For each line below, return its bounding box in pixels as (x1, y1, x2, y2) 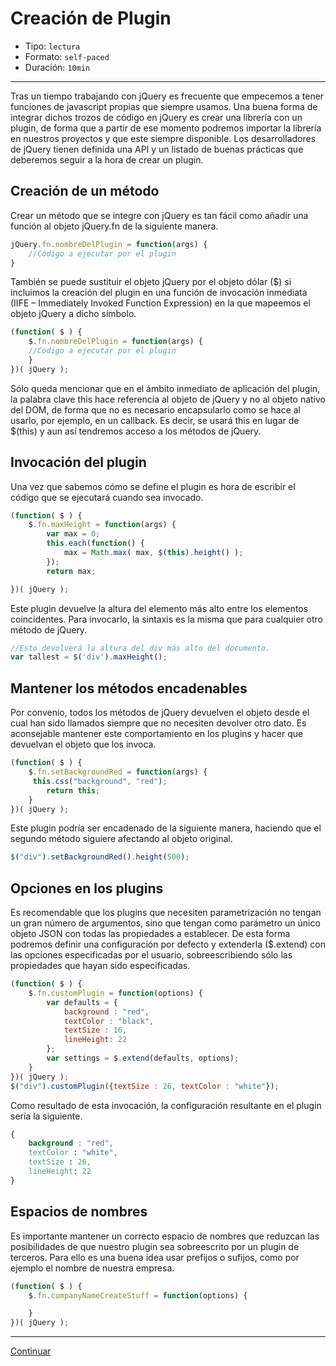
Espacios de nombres (10, 1203, 148, 1221)
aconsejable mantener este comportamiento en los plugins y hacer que (10, 728, 304, 740)
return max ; (46, 566, 97, 576)
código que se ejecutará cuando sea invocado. (10, 491, 204, 503)
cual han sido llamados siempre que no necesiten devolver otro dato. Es (10, 717, 307, 729)
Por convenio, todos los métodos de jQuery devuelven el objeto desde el (10, 707, 310, 719)
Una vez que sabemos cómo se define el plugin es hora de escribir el (10, 480, 296, 492)
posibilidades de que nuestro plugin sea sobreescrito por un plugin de (10, 1240, 300, 1252)
